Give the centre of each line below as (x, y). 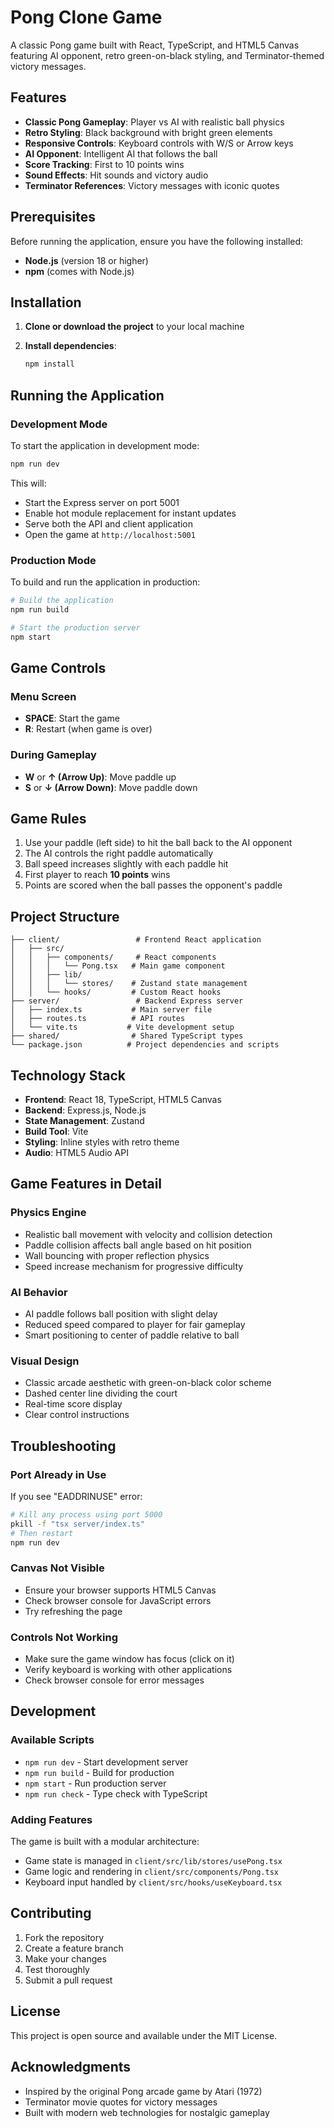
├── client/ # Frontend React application (136, 940)
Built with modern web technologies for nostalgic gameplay (147, 2112)
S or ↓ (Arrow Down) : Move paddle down (111, 787)
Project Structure (65, 916)
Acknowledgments (71, 2067)
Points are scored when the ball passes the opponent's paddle (153, 885)
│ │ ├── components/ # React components (113, 957)
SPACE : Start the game (72, 718)
